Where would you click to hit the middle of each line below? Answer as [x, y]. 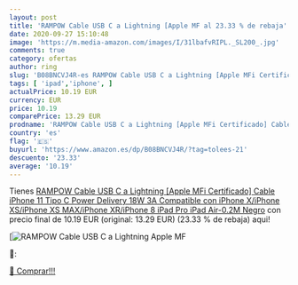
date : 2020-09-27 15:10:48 [59, 34]
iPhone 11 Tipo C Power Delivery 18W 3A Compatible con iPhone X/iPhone [145, 201]
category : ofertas [43, 59]
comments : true [37, 51]
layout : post [33, 17]
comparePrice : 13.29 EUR [55, 116]
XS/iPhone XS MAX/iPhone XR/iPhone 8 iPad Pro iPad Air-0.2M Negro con [145, 210]
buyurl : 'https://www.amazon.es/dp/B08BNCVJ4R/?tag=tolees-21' [129, 149]
